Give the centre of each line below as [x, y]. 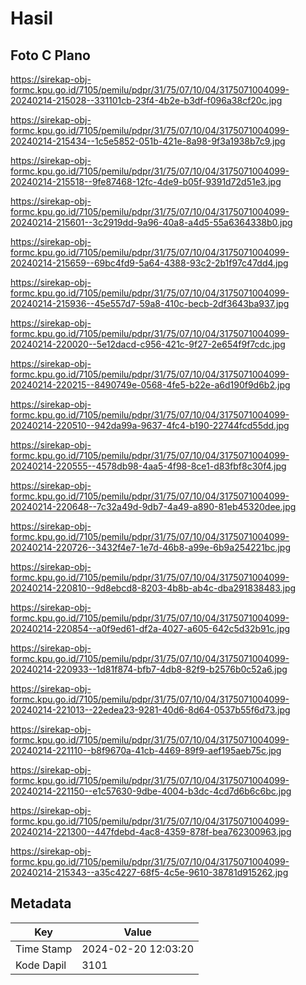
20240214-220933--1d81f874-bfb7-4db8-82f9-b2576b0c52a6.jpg [149, 669]
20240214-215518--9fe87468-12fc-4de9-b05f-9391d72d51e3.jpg [146, 181]
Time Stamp [44, 949]
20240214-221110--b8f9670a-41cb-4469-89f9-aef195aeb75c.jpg [146, 750]
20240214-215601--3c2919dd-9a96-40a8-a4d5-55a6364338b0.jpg [151, 222]
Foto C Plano [50, 55]
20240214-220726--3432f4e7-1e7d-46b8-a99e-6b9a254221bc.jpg [150, 547]
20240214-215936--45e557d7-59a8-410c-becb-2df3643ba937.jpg [150, 303]
